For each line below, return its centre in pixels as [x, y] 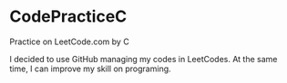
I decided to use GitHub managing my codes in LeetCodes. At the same [143, 59]
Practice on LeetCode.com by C [69, 41]
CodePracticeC [68, 17]
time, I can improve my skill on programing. [90, 69]
